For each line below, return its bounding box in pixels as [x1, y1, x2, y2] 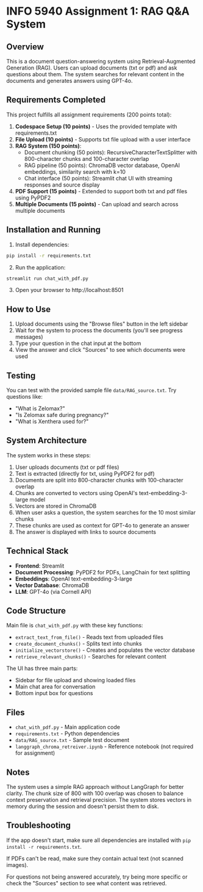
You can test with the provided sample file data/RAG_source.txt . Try [6, 387, 177, 394]
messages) [15, 334, 44, 341]
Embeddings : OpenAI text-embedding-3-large [15, 575, 133, 582]
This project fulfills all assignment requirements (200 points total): [6, 111, 172, 118]
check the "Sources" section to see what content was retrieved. [6, 879, 167, 887]
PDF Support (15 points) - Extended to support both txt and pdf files [15, 187, 188, 194]
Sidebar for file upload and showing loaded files [15, 677, 136, 684]
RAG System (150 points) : [15, 142, 82, 149]
